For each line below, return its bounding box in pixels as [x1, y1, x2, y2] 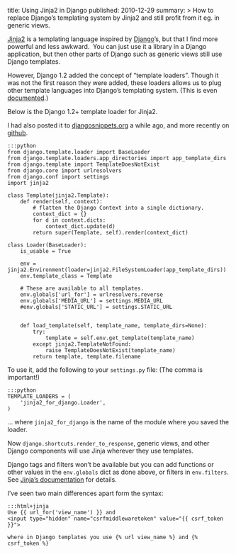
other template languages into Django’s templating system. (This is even [7, 86, 218, 94]
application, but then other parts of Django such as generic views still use [7, 50, 223, 58]
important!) [7, 373, 40, 381]
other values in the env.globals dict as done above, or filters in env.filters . [7, 468, 229, 476]
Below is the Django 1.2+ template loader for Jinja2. [7, 108, 158, 115]
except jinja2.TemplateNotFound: [33, 341, 132, 348]
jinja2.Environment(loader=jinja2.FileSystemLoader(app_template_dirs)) [7, 266, 227, 273]
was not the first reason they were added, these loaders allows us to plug [7, 79, 222, 87]
